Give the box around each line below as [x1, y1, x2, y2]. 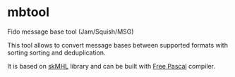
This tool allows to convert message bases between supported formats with [7, 41, 228, 49]
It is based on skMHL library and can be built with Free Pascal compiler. [7, 62, 216, 70]
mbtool [7, 4, 50, 20]
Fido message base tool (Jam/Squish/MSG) [7, 27, 134, 36]
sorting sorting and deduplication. [7, 48, 106, 57]
